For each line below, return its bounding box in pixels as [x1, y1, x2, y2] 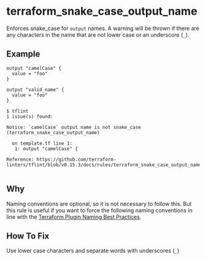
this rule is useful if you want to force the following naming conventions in [6, 207, 193, 214]
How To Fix [6, 231, 50, 241]
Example [6, 49, 40, 59]
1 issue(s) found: [6, 113, 53, 120]
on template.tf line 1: [12, 140, 72, 147]
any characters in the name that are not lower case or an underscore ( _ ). [6, 31, 189, 38]
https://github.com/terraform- [36, 156, 116, 162]
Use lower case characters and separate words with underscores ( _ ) [6, 247, 180, 254]
